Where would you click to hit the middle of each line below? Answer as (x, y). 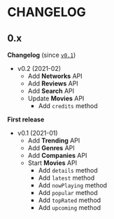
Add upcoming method (70, 207)
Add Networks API (55, 76)
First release (26, 119)
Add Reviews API (53, 84)
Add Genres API (51, 148)
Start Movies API (52, 163)
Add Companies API (57, 155)
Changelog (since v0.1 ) (42, 55)
